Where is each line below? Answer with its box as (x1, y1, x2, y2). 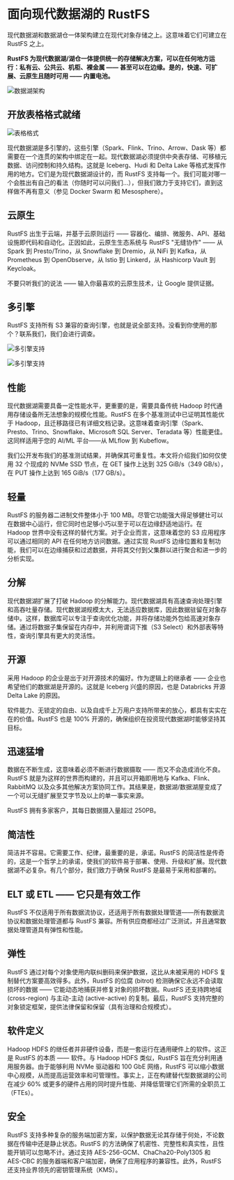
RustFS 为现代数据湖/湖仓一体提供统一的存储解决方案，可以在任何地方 (7, 54, 210, 63)
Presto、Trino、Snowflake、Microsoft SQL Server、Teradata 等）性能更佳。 (7, 428, 226, 436)
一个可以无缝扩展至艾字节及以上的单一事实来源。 (7, 792, 148, 800)
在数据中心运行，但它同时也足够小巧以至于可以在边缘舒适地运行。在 (7, 520, 203, 528)
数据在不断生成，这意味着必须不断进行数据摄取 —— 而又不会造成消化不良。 (7, 765, 224, 774)
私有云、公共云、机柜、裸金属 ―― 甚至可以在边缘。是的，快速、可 (19, 63, 212, 71)
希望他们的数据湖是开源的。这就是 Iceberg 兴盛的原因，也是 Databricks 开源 (7, 682, 226, 691)
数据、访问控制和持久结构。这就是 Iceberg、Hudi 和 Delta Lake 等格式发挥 (7, 161, 221, 169)
